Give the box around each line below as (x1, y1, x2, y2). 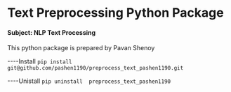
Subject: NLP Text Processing (7, 28, 96, 36)
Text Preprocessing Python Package (7, 5, 224, 21)
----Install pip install (7, 57, 72, 66)
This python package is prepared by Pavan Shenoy (7, 44, 155, 52)
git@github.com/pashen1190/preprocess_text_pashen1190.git (7, 65, 184, 72)
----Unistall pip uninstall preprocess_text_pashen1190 (7, 77, 171, 85)
